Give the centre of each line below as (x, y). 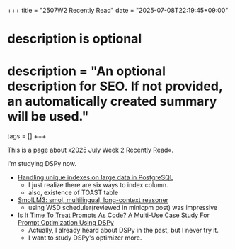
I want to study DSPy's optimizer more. (85, 238)
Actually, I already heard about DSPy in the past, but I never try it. (124, 231)
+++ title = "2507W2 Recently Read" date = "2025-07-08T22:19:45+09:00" (118, 10)
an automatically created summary (112, 101)
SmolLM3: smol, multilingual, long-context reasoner (93, 200)
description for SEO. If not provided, (115, 86)
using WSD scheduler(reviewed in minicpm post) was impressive (123, 208)
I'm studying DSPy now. (42, 164)
